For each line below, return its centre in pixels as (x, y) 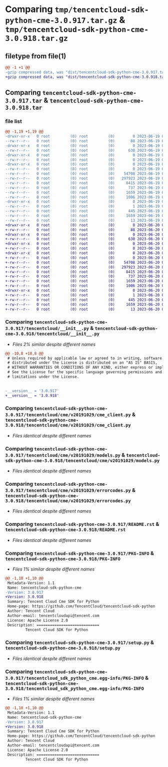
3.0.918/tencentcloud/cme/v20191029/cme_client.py (68, 425)
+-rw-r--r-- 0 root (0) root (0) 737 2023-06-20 (82, 277)
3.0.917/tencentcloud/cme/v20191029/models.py (63, 455)
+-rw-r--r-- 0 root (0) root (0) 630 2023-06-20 (82, 239)
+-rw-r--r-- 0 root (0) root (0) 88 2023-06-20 (82, 230)
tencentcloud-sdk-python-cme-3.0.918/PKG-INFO (63, 559)
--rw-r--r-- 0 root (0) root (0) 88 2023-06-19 (82, 141)
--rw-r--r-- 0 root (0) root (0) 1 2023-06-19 (82, 206)
